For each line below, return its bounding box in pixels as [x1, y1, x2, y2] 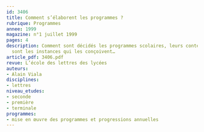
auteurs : [6, 65, 29, 72]
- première [6, 99, 34, 105]
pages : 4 [6, 37, 29, 43]
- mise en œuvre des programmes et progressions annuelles [6, 116, 159, 122]
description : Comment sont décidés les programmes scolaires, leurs [6, 43, 183, 49]
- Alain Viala [6, 71, 42, 77]
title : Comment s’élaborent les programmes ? [6, 15, 123, 21]
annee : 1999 [6, 26, 36, 32]
